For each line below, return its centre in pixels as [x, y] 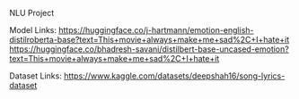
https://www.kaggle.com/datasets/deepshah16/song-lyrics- [175, 76]
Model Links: [33, 30]
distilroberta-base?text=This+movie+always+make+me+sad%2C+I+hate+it [149, 40]
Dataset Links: [36, 76]
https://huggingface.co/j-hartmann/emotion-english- [156, 30]
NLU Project [32, 13]
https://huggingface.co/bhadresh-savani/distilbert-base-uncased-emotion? [149, 49]
